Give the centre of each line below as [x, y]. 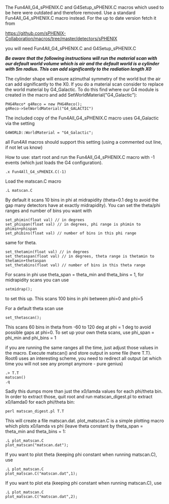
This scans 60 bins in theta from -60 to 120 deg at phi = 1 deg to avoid [78, 327]
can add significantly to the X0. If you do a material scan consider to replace [84, 84]
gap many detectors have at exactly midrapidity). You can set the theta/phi [83, 205]
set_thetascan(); [23, 318]
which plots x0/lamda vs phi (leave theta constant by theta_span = [74, 426]
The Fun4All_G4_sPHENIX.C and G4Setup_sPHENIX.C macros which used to [84, 7]
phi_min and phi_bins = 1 [31, 338]
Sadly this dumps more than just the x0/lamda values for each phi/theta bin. [84, 391]
